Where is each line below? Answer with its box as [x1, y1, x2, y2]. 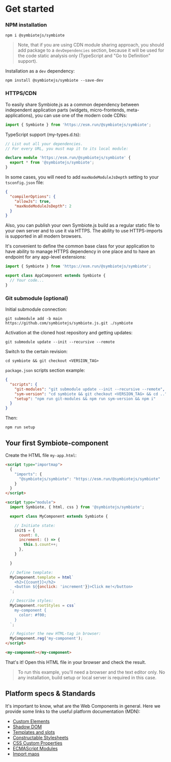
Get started [5, 3, 54, 15]
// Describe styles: [10, 598, 53, 604]
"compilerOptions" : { [10, 194, 56, 199]
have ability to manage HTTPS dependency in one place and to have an [5, 248, 155, 255]
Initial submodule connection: [5, 306, 67, 312]
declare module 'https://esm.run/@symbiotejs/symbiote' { [5, 155, 131, 160]
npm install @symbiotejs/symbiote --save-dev [5, 78, 103, 83]
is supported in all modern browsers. [5, 233, 82, 239]
